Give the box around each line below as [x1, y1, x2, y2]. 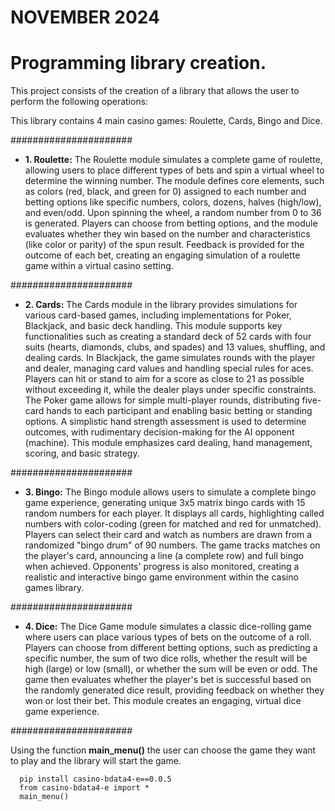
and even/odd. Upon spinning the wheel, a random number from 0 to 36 [24, 207, 322, 219]
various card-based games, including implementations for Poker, [24, 309, 292, 321]
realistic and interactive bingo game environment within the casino [24, 571, 299, 583]
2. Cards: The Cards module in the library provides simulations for [24, 299, 298, 311]
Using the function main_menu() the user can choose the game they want [10, 744, 317, 756]
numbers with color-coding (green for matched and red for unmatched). [24, 518, 322, 530]
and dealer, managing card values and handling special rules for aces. [24, 362, 314, 375]
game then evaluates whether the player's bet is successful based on [24, 674, 312, 686]
